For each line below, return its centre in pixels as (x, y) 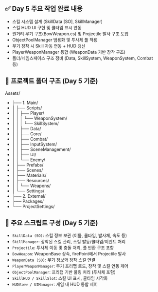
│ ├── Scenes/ (27, 170)
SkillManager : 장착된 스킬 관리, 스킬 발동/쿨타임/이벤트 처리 (69, 242)
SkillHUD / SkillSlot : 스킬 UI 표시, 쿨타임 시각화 (60, 278)
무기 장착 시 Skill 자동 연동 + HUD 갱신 (49, 46)
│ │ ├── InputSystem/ (35, 144)
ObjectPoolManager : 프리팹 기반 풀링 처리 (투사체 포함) (64, 272)
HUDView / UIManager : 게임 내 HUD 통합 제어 (55, 284)
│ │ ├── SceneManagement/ (42, 149)
